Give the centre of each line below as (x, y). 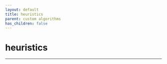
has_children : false (27, 23)
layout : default (22, 10)
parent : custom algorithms (33, 19)
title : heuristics (24, 14)
